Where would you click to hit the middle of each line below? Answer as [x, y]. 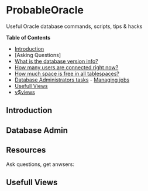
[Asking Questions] [38, 55]
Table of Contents [28, 37]
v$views [25, 92]
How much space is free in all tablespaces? [67, 73]
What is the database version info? [56, 61]
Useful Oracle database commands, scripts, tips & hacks [74, 26]
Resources [26, 150]
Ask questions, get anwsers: [40, 164]
